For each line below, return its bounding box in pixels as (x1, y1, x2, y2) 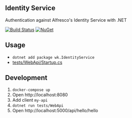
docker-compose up (12, 87, 50, 93)
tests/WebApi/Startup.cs (12, 59, 63, 65)
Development (5, 74, 48, 82)
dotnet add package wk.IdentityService (12, 55, 95, 60)
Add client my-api (12, 97, 48, 103)
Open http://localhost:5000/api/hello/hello (12, 108, 98, 114)
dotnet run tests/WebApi (12, 103, 64, 108)
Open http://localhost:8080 (12, 92, 68, 98)
